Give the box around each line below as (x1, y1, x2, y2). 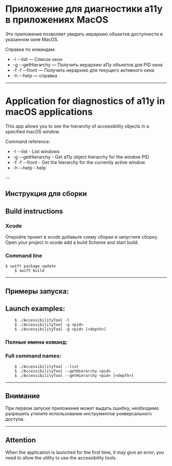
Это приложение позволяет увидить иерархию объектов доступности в (5, 31, 163, 37)
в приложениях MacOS (5, 14, 109, 26)
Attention (5, 436, 36, 444)
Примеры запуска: (5, 287, 69, 295)
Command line (5, 252, 42, 259)
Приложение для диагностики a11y (5, 3, 163, 15)
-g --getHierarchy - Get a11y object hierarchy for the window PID (12, 154, 149, 160)
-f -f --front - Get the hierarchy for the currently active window (12, 159, 145, 165)
